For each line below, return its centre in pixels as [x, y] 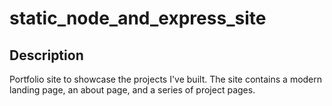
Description [46, 55]
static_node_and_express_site [138, 18]
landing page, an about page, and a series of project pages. [132, 90]
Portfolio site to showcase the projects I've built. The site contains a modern [166, 79]
